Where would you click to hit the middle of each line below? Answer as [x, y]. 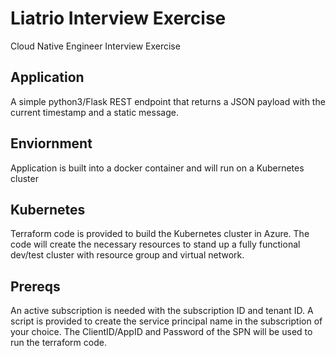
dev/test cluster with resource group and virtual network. [127, 255]
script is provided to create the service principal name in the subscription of [166, 321]
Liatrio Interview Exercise [118, 18]
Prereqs [35, 286]
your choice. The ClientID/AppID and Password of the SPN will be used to [161, 332]
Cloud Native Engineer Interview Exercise [95, 46]
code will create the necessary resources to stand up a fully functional [155, 244]
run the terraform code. [58, 343]
